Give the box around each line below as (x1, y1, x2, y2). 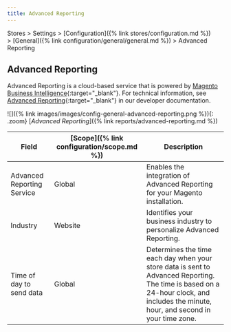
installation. (146, 197, 184, 207)
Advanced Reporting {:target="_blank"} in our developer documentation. (7, 96, 211, 105)
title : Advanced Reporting (7, 10, 85, 17)
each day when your (146, 253, 212, 263)
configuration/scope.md (56, 142, 138, 152)
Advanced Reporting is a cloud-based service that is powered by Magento (7, 82, 218, 90)
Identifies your (146, 208, 193, 218)
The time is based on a (146, 280, 220, 289)
